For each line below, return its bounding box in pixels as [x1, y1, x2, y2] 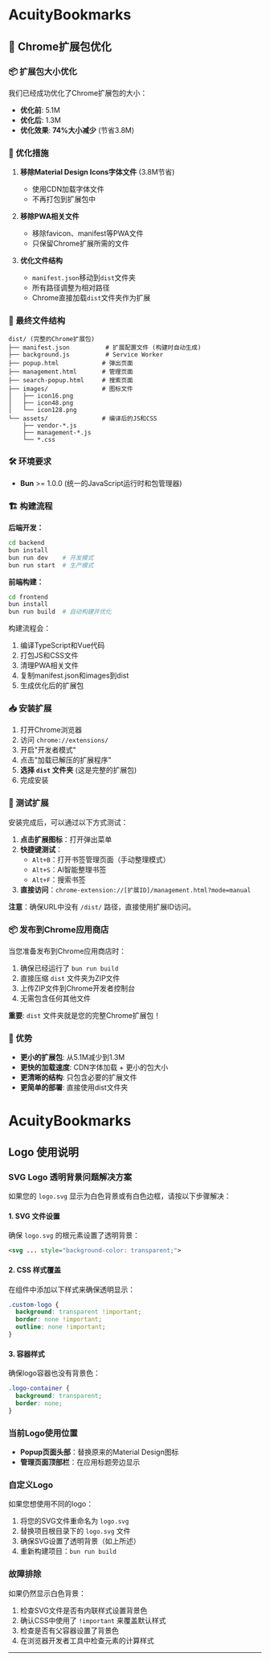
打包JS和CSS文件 [19, 650, 79, 661]
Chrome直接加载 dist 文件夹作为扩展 [31, 293, 151, 303]
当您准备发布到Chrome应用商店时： [8, 946, 127, 956]
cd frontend [8, 593, 48, 601]
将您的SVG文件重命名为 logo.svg [19, 1516, 129, 1526]
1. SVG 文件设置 [8, 1211, 60, 1221]
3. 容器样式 [8, 1349, 46, 1358]
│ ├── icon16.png [8, 392, 74, 400]
